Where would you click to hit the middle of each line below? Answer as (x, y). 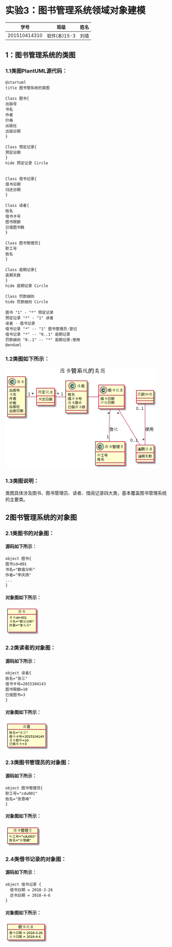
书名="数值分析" (20, 569)
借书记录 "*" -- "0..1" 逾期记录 (38, 334)
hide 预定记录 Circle (27, 163)
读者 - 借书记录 (20, 323)
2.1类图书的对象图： (30, 533)
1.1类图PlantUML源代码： (36, 71)
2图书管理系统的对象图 (41, 517)
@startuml (16, 82)
